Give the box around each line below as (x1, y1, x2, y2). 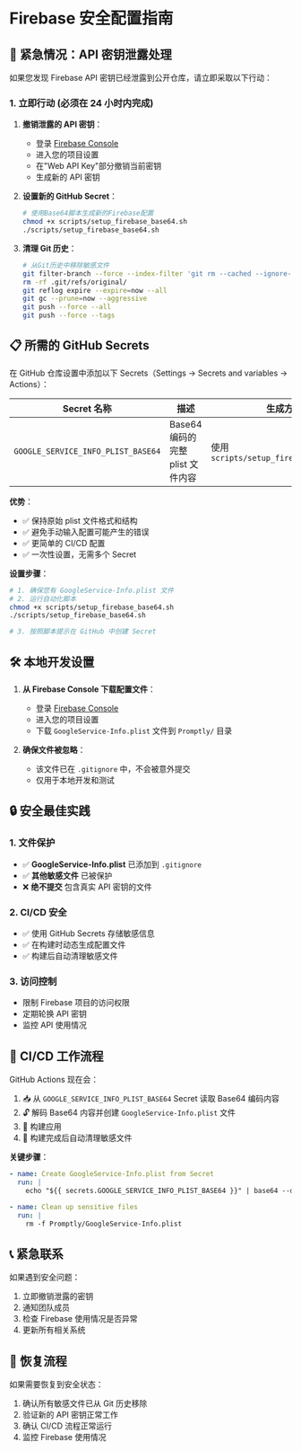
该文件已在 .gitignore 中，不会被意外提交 (35, 764, 191, 774)
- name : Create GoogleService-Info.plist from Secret (9, 1170, 215, 1179)
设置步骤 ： (9, 568, 49, 579)
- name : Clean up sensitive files (9, 1202, 139, 1211)
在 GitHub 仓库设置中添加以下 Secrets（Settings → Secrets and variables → (9, 367, 288, 378)
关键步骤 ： (9, 1152, 49, 1163)
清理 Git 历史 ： (21, 243, 77, 253)
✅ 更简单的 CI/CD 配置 (21, 537, 106, 548)
